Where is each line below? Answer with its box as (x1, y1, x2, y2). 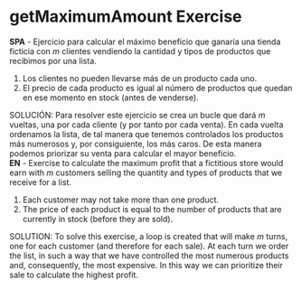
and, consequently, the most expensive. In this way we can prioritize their (9, 259, 283, 270)
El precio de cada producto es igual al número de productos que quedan (22, 82, 293, 93)
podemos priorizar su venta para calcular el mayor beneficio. (9, 147, 237, 159)
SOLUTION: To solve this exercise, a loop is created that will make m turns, (9, 230, 288, 241)
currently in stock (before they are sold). (22, 213, 174, 224)
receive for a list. (9, 176, 72, 187)
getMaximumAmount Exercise (9, 6, 242, 27)
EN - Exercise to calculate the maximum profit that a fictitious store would (9, 157, 284, 168)
